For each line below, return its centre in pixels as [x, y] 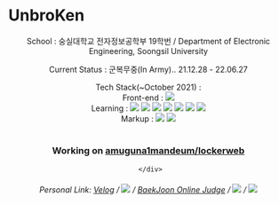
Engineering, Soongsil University [148, 51]
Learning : [110, 108]
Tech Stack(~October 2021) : [148, 87]
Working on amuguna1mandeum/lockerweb [148, 151]
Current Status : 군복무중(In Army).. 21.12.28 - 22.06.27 [148, 69]
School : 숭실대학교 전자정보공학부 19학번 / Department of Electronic [148, 41]
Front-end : [143, 98]
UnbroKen [47, 16]
